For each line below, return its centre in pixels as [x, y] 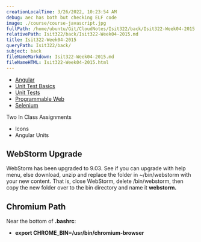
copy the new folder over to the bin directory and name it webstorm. [91, 188]
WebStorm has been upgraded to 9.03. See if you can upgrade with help [96, 168]
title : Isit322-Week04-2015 [42, 40]
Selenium [26, 105]
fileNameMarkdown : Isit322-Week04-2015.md [60, 57]
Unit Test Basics [35, 86]
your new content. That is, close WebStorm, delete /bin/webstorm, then [95, 181]
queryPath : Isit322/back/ [39, 46]
